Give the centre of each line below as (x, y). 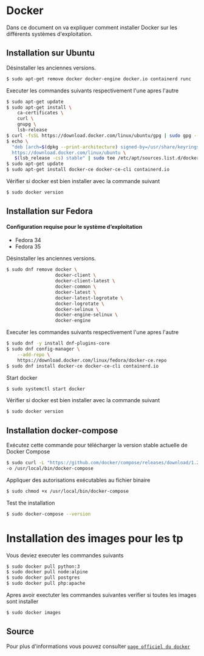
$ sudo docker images (34, 613)
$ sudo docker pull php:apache (46, 584)
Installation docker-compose (62, 431)
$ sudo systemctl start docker (46, 389)
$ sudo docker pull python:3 (43, 567)
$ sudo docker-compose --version (49, 514)
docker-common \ (76, 287)
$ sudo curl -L (25, 463)
